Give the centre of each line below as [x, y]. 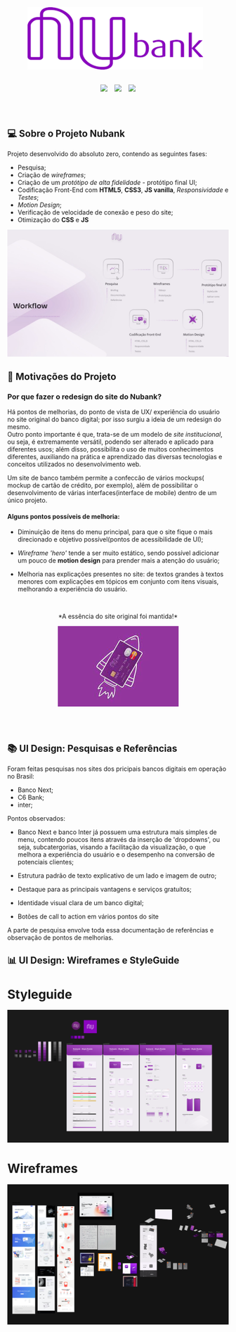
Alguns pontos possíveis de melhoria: [64, 516]
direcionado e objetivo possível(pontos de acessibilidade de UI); [110, 539]
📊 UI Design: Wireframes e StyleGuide [93, 960]
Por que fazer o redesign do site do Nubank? [85, 397]
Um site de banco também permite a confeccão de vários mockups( [106, 478]
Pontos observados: [36, 819]
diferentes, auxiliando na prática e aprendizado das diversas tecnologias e [115, 457]
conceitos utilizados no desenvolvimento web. [74, 464]
